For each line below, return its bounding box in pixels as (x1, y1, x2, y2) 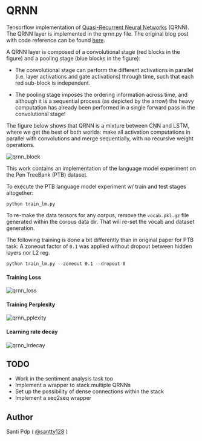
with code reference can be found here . (6, 36, 106, 44)
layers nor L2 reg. (6, 249, 50, 256)
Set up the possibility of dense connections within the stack (15, 388, 165, 395)
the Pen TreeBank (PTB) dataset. (6, 171, 88, 178)
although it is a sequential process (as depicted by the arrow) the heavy (15, 97, 195, 105)
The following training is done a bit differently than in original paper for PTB (6, 236, 194, 243)
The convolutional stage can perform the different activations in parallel (15, 66, 194, 73)
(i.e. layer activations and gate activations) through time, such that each (15, 73, 194, 80)
